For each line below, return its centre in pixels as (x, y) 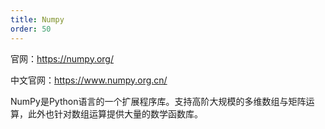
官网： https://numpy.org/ (62, 58)
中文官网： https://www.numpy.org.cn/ (89, 80)
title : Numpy (37, 19)
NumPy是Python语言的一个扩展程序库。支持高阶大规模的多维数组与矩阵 (158, 101)
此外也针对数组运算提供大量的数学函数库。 (115, 113)
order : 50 (31, 29)
